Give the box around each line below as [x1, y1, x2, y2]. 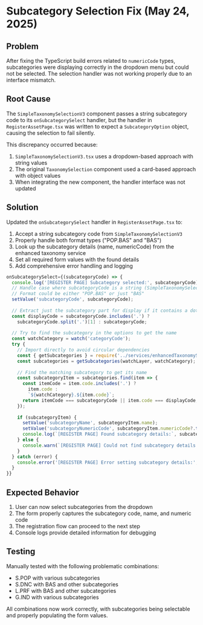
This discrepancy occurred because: [6, 141, 98, 148]
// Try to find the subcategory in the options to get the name [11, 330, 177, 336]
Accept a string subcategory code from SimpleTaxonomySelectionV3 [14, 230, 183, 237]
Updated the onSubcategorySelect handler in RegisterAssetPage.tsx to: [6, 218, 182, 225]
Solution [6, 202, 39, 213]
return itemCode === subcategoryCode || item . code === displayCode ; [22, 397, 199, 403]
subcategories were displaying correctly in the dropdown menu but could [6, 63, 189, 71]
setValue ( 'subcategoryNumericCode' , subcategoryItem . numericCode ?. [22, 426, 196, 432]
